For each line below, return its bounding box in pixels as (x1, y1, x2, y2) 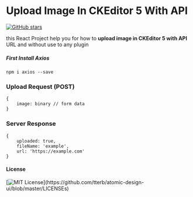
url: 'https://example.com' (16, 148, 85, 154)
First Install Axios (6, 54, 50, 61)
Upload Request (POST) (6, 82, 75, 91)
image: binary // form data (16, 101, 85, 107)
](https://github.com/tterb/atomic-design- (43, 178, 144, 185)
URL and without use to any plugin (6, 41, 89, 48)
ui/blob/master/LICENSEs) (6, 185, 69, 192)
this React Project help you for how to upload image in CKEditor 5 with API (6, 34, 187, 42)
